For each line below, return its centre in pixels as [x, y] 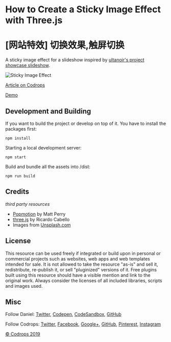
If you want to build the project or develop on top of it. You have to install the [86, 123]
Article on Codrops [25, 85]
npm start [16, 157]
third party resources [28, 204]
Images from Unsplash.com [42, 225]
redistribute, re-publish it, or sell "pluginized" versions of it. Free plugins [81, 269]
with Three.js [34, 20]
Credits [17, 192]
